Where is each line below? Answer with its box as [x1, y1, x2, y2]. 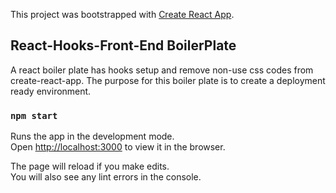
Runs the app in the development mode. [10, 130, 175, 143]
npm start [10, 110, 58, 121]
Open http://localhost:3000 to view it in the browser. [10, 141, 226, 153]
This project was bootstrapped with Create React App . [10, 9, 235, 20]
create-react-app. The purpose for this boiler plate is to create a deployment [10, 74, 326, 86]
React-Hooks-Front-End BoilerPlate [10, 37, 237, 54]
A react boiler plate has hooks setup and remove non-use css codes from [10, 64, 314, 76]
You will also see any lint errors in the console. [10, 171, 202, 183]
